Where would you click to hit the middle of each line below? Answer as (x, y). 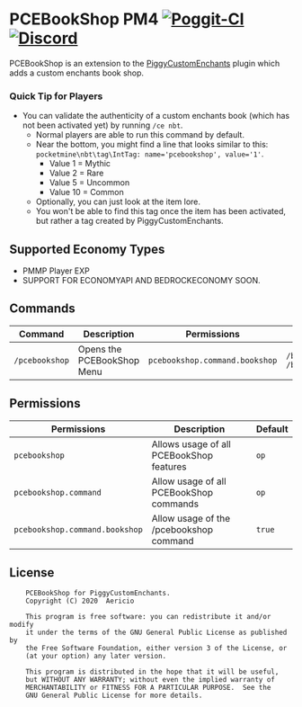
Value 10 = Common (86, 192)
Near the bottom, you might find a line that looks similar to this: (152, 145)
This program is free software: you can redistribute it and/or (148, 617)
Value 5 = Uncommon (89, 183)
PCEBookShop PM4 (84, 19)
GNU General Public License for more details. (114, 696)
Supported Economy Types (87, 249)
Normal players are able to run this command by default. (140, 135)
